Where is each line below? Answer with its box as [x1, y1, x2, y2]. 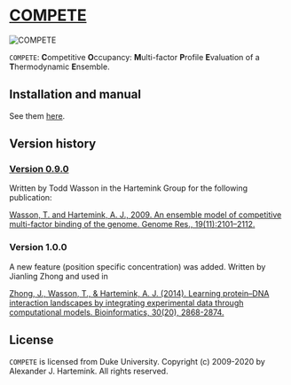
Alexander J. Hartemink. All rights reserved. [9, 365, 169, 376]
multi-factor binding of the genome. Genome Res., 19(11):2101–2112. [9, 219, 256, 230]
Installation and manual [9, 87, 142, 102]
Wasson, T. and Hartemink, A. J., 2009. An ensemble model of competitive [9, 209, 282, 220]
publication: [9, 192, 52, 203]
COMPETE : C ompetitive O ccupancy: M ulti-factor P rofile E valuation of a [9, 51, 260, 62]
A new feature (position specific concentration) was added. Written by [9, 261, 266, 271]
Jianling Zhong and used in [9, 271, 109, 281]
